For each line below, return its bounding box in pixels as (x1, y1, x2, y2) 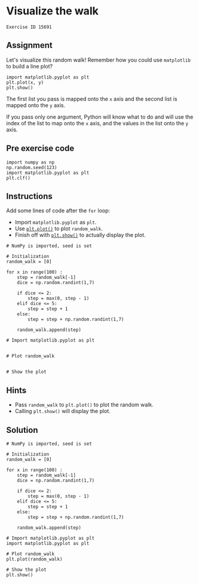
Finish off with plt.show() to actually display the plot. (14, 231, 146, 239)
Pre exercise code (6, 143, 75, 153)
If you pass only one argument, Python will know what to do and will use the (6, 113, 194, 121)
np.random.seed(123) (6, 164, 58, 170)
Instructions (6, 191, 53, 201)
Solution (6, 425, 38, 435)
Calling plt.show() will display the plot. (14, 408, 111, 415)
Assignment (6, 40, 53, 50)
